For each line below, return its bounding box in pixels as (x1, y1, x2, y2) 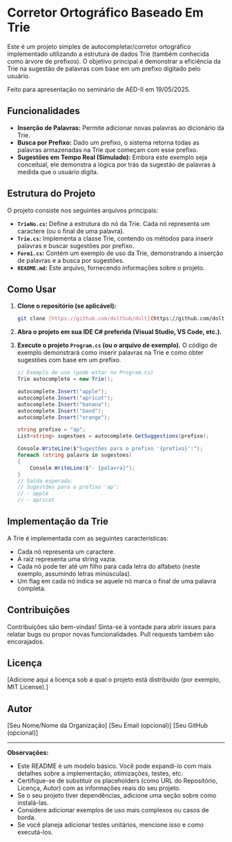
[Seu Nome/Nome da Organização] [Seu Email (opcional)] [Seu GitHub (7, 721, 209, 730)
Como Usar (7, 283, 57, 295)
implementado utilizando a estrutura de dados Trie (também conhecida (7, 50, 209, 58)
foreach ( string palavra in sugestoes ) (17, 451, 133, 458)
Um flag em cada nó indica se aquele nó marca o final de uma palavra (17, 577, 216, 585)
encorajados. (7, 637, 45, 646)
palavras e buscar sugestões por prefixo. (17, 241, 135, 250)
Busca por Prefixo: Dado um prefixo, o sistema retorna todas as (17, 138, 200, 147)
